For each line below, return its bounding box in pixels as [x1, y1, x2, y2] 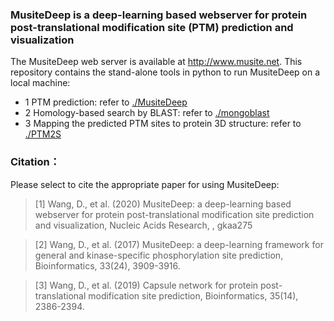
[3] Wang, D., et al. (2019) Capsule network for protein [34, 279, 259, 291]
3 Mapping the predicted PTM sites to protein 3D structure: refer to [24, 118, 302, 130]
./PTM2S [24, 128, 62, 140]
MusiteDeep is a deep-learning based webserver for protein [10, 8, 308, 22]
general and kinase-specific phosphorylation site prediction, [34, 249, 284, 261]
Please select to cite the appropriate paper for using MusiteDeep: [10, 178, 280, 190]
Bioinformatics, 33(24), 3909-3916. [34, 259, 181, 272]
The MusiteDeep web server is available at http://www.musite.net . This [10, 56, 303, 68]
